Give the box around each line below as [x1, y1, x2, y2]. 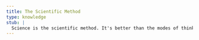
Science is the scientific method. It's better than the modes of [11, 25, 179, 31]
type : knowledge [6, 14, 46, 20]
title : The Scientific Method [6, 8, 81, 15]
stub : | [6, 19, 25, 25]
